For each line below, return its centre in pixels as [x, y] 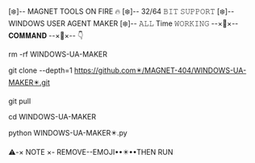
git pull [20, 101]
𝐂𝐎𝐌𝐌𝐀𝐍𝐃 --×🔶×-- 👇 [46, 36]
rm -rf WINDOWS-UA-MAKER [58, 54]
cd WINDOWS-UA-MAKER [52, 117]
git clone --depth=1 [40, 70]
